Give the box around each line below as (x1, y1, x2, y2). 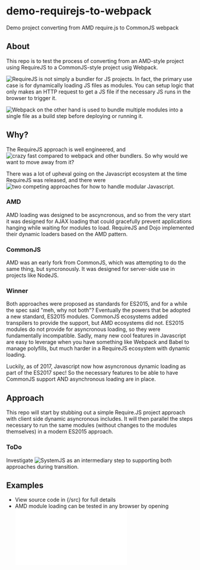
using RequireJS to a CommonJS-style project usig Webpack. (6, 64, 158, 71)
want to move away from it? (6, 158, 75, 165)
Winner (6, 286, 29, 295)
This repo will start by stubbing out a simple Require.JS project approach (6, 409, 186, 416)
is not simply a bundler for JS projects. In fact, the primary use (38, 75, 192, 82)
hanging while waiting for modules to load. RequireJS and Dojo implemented (6, 224, 194, 231)
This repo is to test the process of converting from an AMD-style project (6, 57, 184, 64)
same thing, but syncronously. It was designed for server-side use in (6, 266, 175, 273)
